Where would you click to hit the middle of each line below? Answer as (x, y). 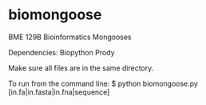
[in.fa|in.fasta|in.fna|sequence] (59, 92)
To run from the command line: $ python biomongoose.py (103, 83)
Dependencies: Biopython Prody (61, 52)
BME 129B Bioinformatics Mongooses (70, 37)
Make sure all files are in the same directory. (81, 68)
